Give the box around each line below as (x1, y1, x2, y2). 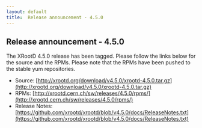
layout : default (6, 8, 47, 15)
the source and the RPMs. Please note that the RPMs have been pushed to (6, 59, 191, 66)
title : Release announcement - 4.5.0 (6, 14, 103, 20)
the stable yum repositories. (6, 66, 76, 73)
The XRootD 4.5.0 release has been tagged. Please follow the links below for (6, 52, 196, 60)
